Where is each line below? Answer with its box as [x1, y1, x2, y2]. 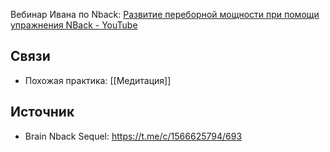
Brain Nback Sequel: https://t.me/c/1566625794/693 [24, 130, 243, 142]
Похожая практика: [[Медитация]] [24, 74, 172, 86]
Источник [10, 104, 75, 121]
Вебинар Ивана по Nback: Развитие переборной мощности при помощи [10, 9, 320, 20]
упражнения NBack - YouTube [10, 19, 138, 31]
